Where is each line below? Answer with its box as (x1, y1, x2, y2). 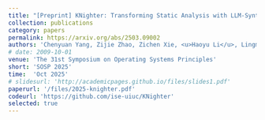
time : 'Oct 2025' (8, 70, 69, 78)
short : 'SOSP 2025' (8, 63, 73, 71)
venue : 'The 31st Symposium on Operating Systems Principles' (8, 56, 217, 64)
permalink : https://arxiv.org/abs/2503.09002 (8, 33, 160, 42)
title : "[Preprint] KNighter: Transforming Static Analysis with (8, 11, 227, 20)
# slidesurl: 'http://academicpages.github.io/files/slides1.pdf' (8, 77, 231, 85)
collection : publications (8, 19, 93, 27)
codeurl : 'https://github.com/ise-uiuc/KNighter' (8, 92, 175, 100)
